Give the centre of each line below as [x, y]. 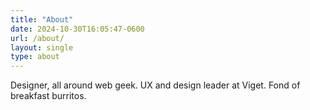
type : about [35, 57]
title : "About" [42, 19]
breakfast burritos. [48, 96]
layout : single [42, 47]
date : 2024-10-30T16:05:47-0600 [77, 29]
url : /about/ [37, 38]
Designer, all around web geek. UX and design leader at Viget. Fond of [155, 85]
